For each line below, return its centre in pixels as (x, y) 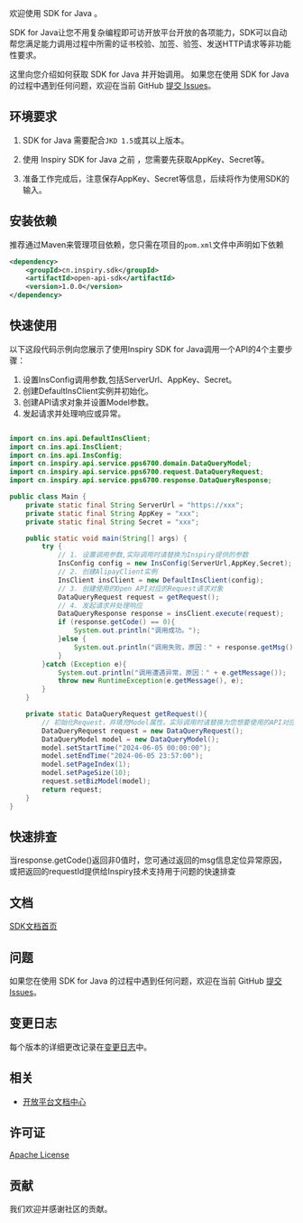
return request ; (72, 789)
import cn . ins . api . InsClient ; (66, 447)
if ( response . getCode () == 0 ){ (116, 622)
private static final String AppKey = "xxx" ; (113, 513)
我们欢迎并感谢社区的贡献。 (61, 1209)
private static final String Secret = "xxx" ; (113, 522)
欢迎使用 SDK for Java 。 (55, 13)
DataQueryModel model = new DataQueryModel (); (131, 739)
